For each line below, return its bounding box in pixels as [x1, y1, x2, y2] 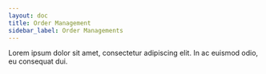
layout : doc [8, 11, 48, 20]
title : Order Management [8, 19, 91, 27]
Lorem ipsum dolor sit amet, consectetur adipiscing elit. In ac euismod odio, [8, 49, 259, 58]
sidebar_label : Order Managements [8, 26, 124, 34]
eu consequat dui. [8, 56, 68, 66]
